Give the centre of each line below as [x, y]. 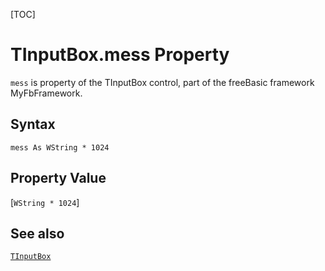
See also [37, 233]
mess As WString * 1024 [60, 147]
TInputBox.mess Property [120, 55]
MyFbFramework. [46, 93]
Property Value [58, 178]
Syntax [33, 124]
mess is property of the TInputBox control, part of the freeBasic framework [162, 82]
